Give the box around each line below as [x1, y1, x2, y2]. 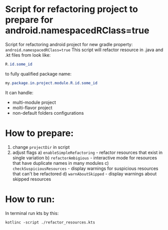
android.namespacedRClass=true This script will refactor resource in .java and [5, 47, 163, 53]
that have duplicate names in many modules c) [12, 160, 109, 166]
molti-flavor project [12, 104, 53, 111]
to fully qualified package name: [5, 71, 72, 77]
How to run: [5, 193, 55, 205]
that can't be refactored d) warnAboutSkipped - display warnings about [12, 170, 157, 176]
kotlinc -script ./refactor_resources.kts [5, 219, 95, 225]
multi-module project [12, 99, 56, 105]
